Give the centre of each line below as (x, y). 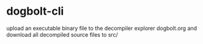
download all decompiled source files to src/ (62, 34)
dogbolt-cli (35, 11)
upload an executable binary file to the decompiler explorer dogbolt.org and (102, 28)
